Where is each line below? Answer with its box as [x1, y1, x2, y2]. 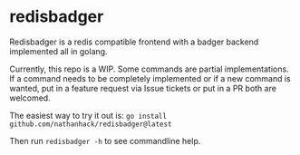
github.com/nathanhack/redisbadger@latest [9, 120, 172, 129]
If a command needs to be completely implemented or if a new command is [9, 73, 292, 83]
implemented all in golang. [9, 45, 108, 56]
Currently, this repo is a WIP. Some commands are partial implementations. [9, 63, 289, 74]
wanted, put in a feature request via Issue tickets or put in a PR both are [9, 82, 276, 93]
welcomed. [9, 92, 52, 103]
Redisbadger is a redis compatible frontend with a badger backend [9, 36, 259, 47]
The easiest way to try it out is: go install [9, 110, 168, 121]
